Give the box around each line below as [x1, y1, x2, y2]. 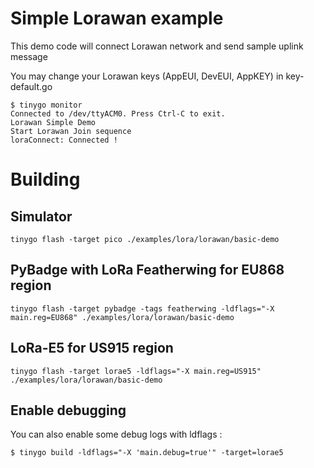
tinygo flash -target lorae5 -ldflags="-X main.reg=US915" [10, 366, 262, 376]
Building [10, 168, 81, 191]
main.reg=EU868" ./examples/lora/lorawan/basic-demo [10, 312, 235, 322]
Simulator [10, 208, 73, 225]
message [10, 50, 48, 62]
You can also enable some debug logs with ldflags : [10, 428, 223, 441]
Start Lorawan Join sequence [10, 126, 132, 136]
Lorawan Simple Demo [10, 117, 97, 127]
